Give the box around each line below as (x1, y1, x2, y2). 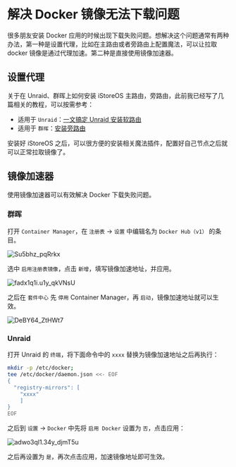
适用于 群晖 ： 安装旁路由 (17, 124, 86, 132)
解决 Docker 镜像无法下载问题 (7, 6, 180, 23)
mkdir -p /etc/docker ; (7, 364, 74, 372)
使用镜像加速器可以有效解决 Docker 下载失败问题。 (7, 190, 156, 199)
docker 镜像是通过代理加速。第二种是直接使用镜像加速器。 (7, 49, 178, 57)
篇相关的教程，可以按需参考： (7, 100, 94, 108)
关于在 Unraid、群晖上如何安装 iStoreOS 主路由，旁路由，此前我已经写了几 (7, 91, 224, 99)
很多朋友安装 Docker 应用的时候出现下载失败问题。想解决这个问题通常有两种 (7, 31, 230, 39)
